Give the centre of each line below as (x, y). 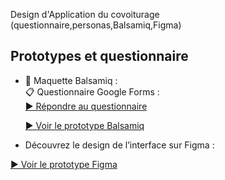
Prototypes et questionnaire (99, 56)
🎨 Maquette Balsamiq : (71, 80)
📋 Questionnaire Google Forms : (92, 91)
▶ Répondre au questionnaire (86, 106)
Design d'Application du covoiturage (85, 14)
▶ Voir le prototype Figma (64, 164)
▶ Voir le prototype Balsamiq (84, 125)
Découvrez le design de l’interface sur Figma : (119, 145)
